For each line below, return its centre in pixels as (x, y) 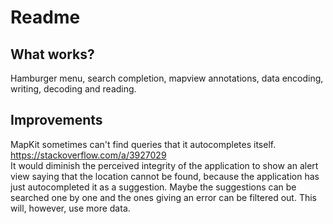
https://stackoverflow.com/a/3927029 (88, 155)
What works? (52, 54)
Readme (45, 17)
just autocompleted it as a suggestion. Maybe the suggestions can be (153, 187)
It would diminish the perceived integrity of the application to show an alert (164, 165)
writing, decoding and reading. (73, 89)
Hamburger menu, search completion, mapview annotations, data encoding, (167, 78)
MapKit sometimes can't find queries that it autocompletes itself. (143, 144)
